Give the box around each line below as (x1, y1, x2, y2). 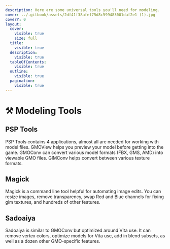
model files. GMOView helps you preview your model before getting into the (5, 144, 164, 150)
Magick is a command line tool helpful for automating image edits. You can (5, 189, 161, 195)
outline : (10, 69, 28, 74)
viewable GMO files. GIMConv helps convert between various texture (5, 154, 150, 161)
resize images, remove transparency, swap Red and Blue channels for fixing (5, 194, 164, 200)
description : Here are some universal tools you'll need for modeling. (5, 7, 160, 13)
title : (10, 41, 24, 46)
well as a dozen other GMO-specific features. (5, 238, 100, 244)
